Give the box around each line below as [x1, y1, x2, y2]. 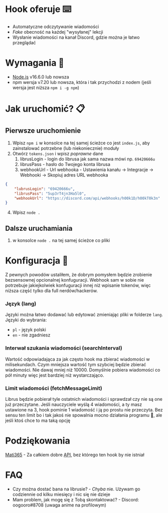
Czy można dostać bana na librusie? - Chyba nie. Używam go [12, 486, 140, 492]
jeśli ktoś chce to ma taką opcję [5, 417, 71, 423]
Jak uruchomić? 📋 [5, 103, 85, 115]
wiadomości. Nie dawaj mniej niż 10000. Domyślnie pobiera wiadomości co [5, 367, 160, 373]
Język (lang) [5, 300, 37, 307]
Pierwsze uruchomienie [5, 126, 81, 135]
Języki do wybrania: [5, 317, 47, 323]
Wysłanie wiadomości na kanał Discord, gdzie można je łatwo [12, 34, 140, 40]
